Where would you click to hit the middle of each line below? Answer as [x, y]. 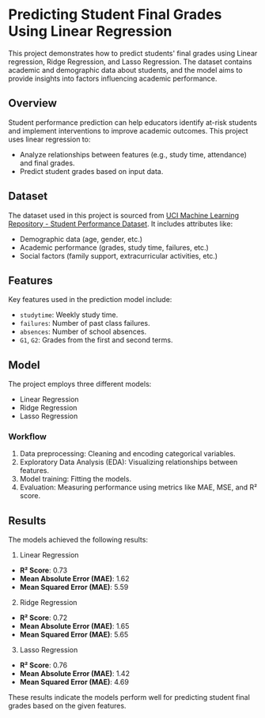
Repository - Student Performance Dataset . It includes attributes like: [121, 224]
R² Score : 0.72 [44, 618]
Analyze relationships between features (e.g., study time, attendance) [133, 154]
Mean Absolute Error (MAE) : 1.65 [74, 626]
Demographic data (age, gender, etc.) [81, 239]
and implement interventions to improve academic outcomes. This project [128, 130]
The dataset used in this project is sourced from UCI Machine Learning [124, 215]
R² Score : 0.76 [44, 665]
